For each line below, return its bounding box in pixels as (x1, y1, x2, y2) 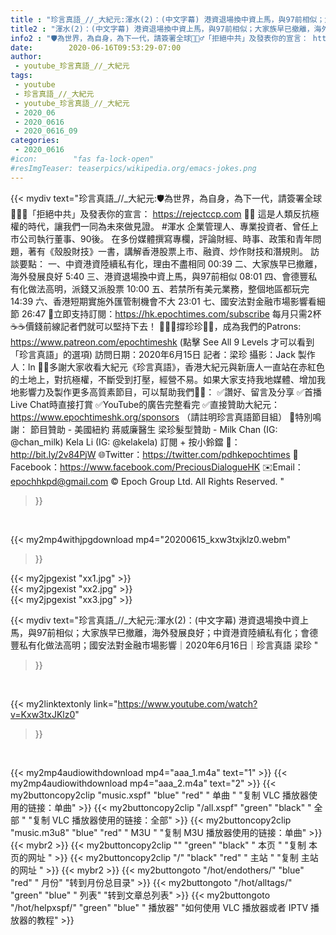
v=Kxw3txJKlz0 (10, 708, 76, 720)
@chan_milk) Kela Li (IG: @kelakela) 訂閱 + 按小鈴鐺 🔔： (10, 436, 241, 448)
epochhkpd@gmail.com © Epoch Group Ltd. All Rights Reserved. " (10, 475, 285, 487)
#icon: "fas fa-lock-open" (10, 154, 155, 164)
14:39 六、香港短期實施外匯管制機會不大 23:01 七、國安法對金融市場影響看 (10, 295, 317, 307)
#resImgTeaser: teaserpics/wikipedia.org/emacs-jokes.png (10, 163, 257, 173)
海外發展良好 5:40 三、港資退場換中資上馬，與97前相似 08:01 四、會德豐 (10, 270, 309, 282)
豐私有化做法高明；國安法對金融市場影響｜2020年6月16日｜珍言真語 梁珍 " (10, 639, 319, 651)
